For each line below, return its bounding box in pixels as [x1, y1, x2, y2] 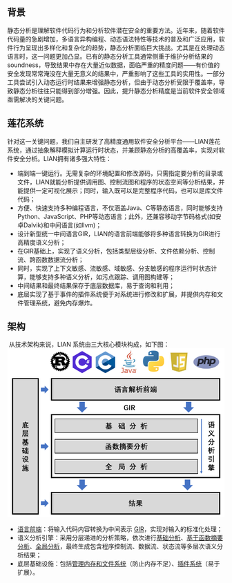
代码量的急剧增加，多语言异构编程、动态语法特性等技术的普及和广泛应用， [7, 35, 219, 43]
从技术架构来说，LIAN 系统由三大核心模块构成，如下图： [8, 341, 170, 349]
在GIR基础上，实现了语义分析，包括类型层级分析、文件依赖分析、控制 [17, 247, 215, 255]
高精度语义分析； [17, 238, 66, 247]
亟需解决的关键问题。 [7, 95, 68, 104]
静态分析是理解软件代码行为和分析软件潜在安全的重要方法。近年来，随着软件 [7, 26, 225, 35]
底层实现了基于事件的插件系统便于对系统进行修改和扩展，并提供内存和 [17, 289, 217, 298]
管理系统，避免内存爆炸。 [23, 298, 97, 307]
